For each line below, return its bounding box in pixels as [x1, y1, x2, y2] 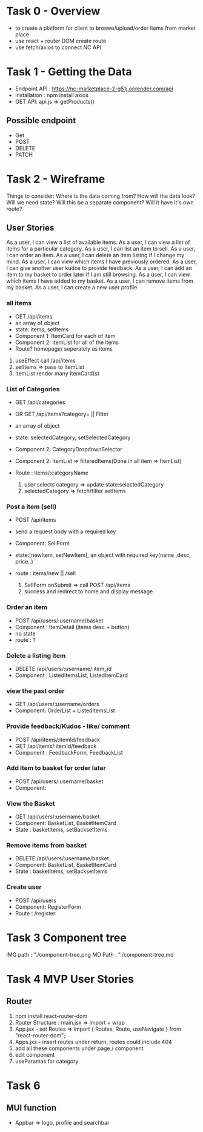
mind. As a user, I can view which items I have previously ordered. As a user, [6, 258, 198, 265]
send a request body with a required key [15, 528, 116, 535]
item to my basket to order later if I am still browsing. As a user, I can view [6, 271, 190, 278]
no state [15, 630, 36, 637]
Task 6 [6, 1079, 41, 1093]
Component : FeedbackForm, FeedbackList [15, 749, 123, 756]
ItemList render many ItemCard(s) [15, 369, 100, 377]
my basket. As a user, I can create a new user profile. [6, 284, 139, 291]
